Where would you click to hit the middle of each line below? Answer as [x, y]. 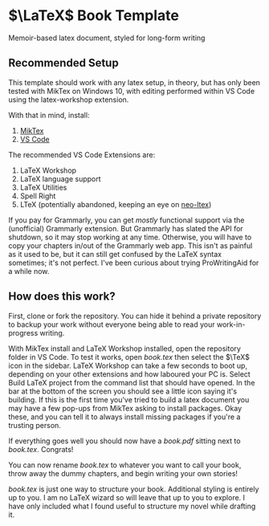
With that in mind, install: [49, 115]
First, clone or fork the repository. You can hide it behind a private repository [135, 316]
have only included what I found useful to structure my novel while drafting [132, 506]
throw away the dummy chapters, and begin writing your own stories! [123, 473]
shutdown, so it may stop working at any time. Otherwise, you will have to [130, 237]
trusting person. [35, 425]
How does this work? [62, 297]
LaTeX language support [61, 178]
